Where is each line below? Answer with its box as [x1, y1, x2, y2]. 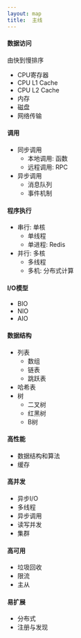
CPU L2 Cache [17, 86, 60, 94]
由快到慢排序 [7, 56, 44, 64]
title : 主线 [7, 17, 43, 24]
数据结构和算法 [17, 452, 60, 460]
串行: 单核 [17, 223, 46, 232]
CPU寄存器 [17, 70, 49, 79]
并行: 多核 [17, 249, 46, 257]
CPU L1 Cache [17, 78, 58, 87]
